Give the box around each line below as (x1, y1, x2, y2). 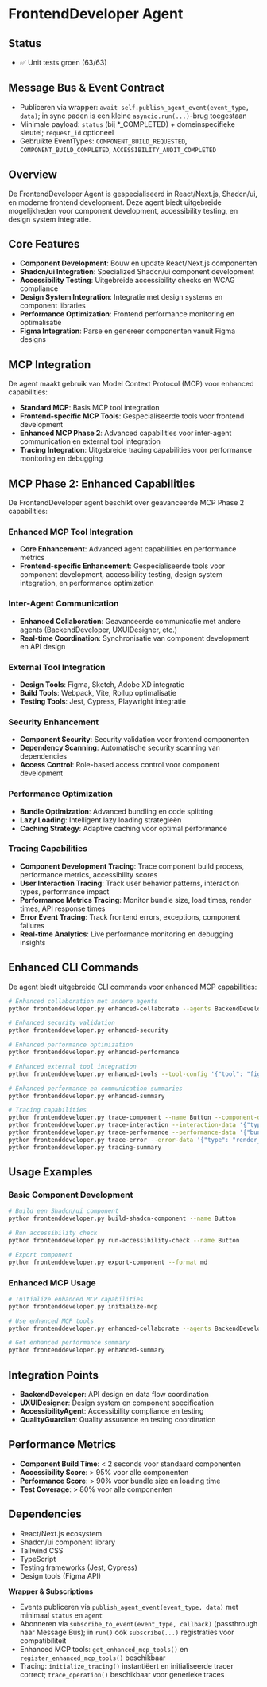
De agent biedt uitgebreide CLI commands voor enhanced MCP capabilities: (8, 982, 257, 991)
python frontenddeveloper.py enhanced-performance (8, 1049, 180, 1057)
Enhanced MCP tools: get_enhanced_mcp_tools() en (19, 1644, 188, 1654)
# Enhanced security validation (8, 1019, 115, 1027)
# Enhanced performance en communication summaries (8, 1085, 183, 1093)
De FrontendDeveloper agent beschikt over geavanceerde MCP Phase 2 (8, 498, 245, 508)
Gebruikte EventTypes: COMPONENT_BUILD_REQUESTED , (19, 136, 188, 146)
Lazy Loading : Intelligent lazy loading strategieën (19, 814, 182, 825)
